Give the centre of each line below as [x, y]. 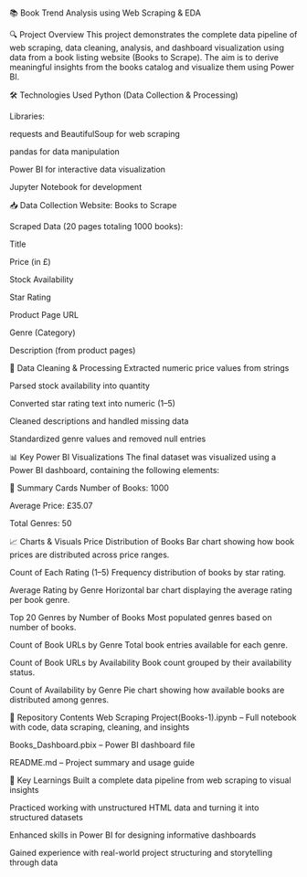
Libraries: [27, 116]
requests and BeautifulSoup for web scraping [95, 134]
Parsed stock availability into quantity [80, 386]
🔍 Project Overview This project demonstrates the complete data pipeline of [153, 34]
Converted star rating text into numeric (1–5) [93, 403]
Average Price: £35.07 [51, 506]
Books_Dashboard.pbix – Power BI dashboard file [102, 745]
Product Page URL [44, 315]
